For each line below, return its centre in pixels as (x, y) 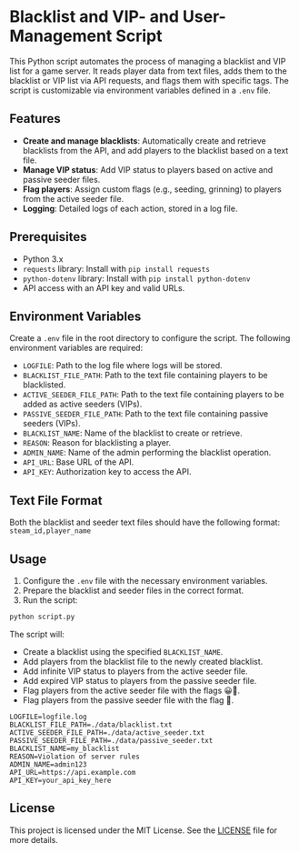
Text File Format (56, 501)
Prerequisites (48, 237)
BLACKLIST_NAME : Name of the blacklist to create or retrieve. (132, 433)
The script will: (37, 634)
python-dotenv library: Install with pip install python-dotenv (136, 278)
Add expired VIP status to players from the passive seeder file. (140, 680)
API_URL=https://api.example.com (73, 772)
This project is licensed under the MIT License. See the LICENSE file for (144, 830)
